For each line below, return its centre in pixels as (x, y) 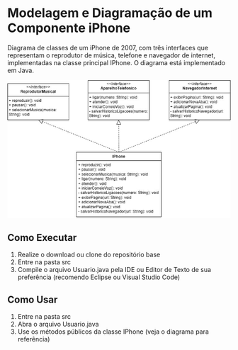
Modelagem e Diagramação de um (110, 13)
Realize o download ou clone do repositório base (89, 255)
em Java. (21, 70)
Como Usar (33, 299)
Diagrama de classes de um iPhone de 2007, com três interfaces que (108, 47)
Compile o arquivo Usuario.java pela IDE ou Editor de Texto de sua (114, 270)
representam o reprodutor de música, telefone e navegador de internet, (112, 55)
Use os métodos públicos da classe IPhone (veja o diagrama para (113, 332)
